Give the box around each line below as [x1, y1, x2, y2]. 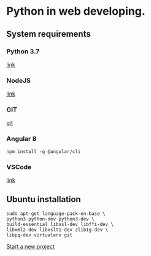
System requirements [6, 29, 91, 39]
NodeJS [6, 76, 31, 85]
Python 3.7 [6, 47, 40, 56]
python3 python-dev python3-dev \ [6, 216, 95, 222]
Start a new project [6, 243, 55, 250]
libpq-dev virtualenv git [6, 232, 72, 238]
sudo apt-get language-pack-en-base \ [6, 210, 106, 217]
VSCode [6, 162, 32, 171]
